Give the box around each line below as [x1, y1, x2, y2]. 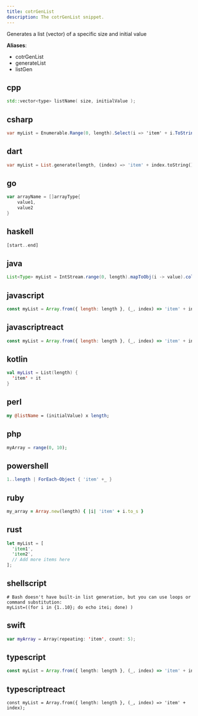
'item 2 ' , [12, 551, 33, 557]
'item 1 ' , [12, 546, 33, 552]
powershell [6, 460, 49, 471]
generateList [15, 59, 46, 67]
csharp [6, 114, 33, 124]
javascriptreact [6, 322, 64, 333]
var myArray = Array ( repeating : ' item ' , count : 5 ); [6, 636, 136, 642]
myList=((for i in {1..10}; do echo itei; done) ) [6, 604, 133, 610]
